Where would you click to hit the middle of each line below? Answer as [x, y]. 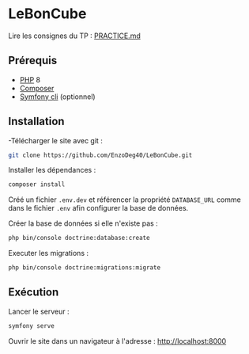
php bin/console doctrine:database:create [79, 238]
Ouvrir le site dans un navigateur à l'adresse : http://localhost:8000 [117, 341]
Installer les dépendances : [52, 170]
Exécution [34, 293]
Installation [36, 122]
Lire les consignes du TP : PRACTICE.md [74, 36]
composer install [37, 185]
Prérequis [33, 61]
